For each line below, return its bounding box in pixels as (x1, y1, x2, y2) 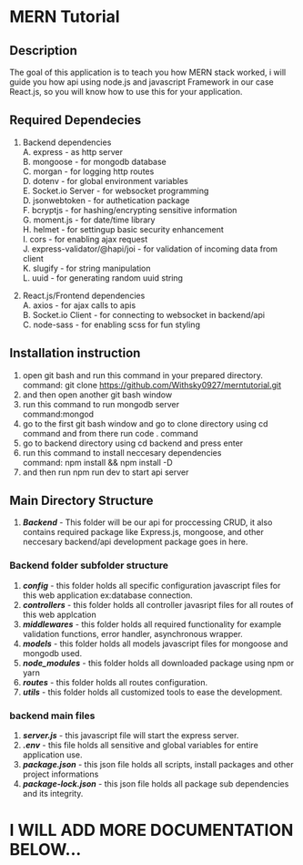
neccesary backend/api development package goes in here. (22, 536, 248, 548)
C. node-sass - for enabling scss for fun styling (22, 319, 200, 330)
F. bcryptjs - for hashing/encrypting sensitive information (22, 204, 237, 215)
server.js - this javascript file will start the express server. (22, 730, 239, 741)
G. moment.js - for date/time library (22, 214, 156, 225)
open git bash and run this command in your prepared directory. (22, 369, 264, 380)
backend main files (9, 709, 96, 722)
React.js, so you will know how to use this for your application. (9, 87, 243, 97)
